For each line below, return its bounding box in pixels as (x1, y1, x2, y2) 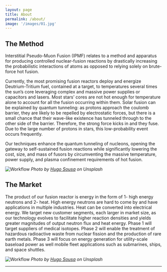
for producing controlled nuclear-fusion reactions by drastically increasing (5, 58, 158, 64)
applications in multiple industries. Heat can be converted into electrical (5, 204, 153, 210)
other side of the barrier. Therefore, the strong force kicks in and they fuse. (5, 120, 159, 127)
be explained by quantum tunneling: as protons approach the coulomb (5, 105, 149, 111)
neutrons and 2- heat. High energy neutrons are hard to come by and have (5, 199, 158, 205)
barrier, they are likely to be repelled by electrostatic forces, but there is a (5, 110, 156, 116)
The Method (5, 39, 44, 48)
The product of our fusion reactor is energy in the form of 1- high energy (5, 193, 154, 199)
